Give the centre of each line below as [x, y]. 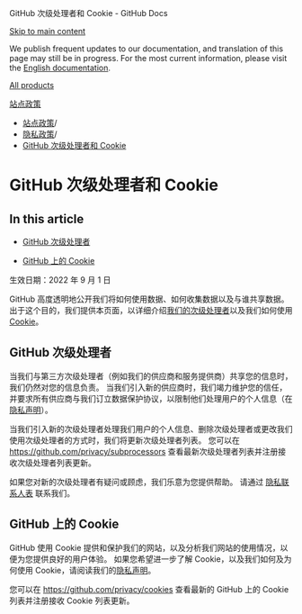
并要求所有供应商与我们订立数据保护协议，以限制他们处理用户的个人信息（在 [151, 398]
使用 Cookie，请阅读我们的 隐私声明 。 [86, 570]
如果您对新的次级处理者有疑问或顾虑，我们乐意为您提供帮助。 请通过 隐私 [145, 482]
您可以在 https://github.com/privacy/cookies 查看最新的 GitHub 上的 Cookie [149, 589]
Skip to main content [48, 31]
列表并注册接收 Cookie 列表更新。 [72, 600]
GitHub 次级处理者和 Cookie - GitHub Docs [89, 13]
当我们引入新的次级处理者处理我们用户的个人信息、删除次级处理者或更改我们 [151, 429]
